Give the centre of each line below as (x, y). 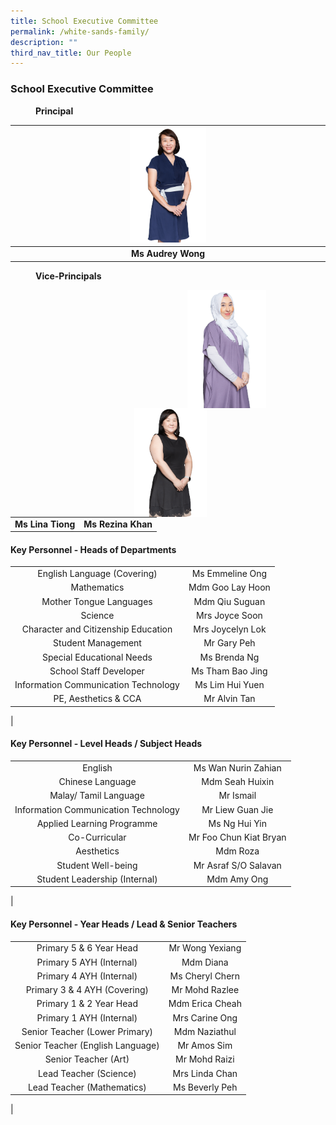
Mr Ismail (237, 796)
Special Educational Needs (97, 657)
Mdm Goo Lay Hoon (229, 587)
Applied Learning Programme (97, 823)
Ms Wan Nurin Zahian (237, 767)
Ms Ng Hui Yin (237, 823)
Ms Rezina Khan (118, 524)
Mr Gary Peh (229, 643)
